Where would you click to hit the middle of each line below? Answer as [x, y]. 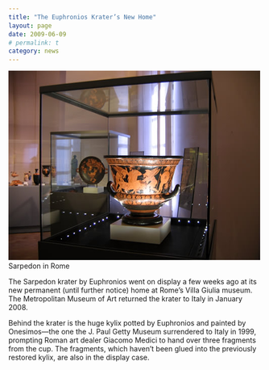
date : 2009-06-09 [37, 34]
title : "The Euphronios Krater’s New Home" [83, 17]
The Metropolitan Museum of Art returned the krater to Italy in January [126, 299]
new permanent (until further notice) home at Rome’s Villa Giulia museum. [130, 290]
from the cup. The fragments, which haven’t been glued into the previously [132, 349]
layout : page [30, 25]
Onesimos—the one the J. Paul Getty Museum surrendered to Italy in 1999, [132, 332]
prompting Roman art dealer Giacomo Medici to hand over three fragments [132, 340]
